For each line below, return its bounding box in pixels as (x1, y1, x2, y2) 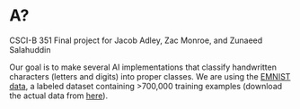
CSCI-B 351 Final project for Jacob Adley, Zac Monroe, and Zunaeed (9, 35, 263, 46)
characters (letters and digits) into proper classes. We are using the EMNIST (9, 71, 291, 81)
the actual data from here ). (9, 90, 109, 101)
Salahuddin (9, 44, 51, 54)
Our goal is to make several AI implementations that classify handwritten (9, 62, 277, 72)
